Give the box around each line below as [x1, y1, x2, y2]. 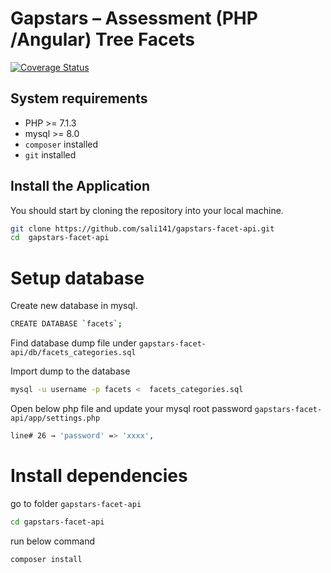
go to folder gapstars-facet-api [10, 497, 142, 509]
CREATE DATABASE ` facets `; [10, 319, 123, 329]
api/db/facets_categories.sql [10, 348, 137, 358]
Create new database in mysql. [10, 300, 138, 312]
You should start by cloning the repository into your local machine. [10, 204, 284, 216]
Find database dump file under [10, 337, 137, 349]
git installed [24, 148, 77, 161]
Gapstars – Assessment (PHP [10, 7, 258, 30]
